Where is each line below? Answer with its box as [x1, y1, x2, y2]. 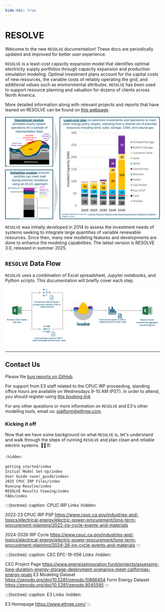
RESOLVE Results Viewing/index [5, 489, 69, 494]
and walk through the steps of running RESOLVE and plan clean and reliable [5, 437, 155, 443]
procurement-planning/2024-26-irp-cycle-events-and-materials [5, 542, 136, 548]
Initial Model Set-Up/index [5, 469, 63, 474]
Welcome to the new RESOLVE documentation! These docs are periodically [5, 46, 154, 52]
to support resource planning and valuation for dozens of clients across [5, 86, 150, 93]
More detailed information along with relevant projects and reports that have [5, 101, 160, 108]
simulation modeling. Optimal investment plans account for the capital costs [5, 71, 159, 77]
